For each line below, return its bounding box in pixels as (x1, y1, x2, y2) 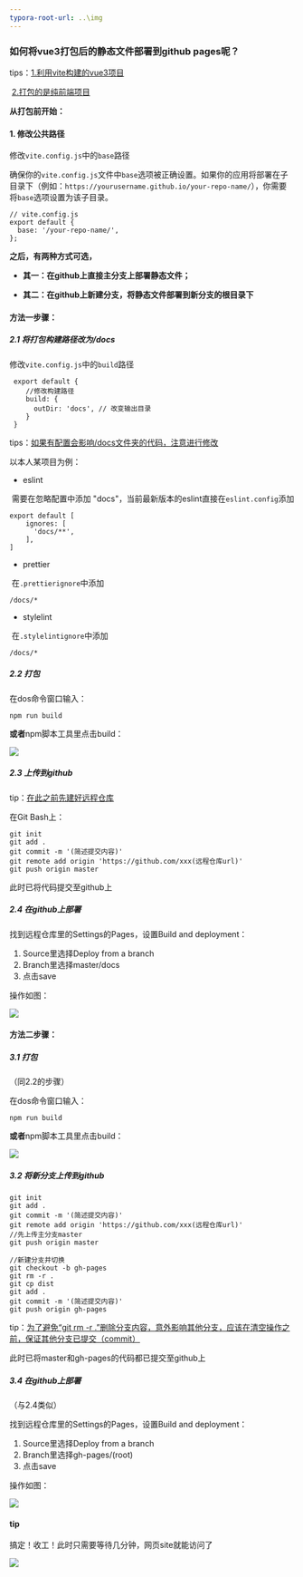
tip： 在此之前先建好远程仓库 (9, 792, 115, 803)
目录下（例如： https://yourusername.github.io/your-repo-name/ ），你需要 (9, 180, 288, 191)
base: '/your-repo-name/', (17, 226, 119, 236)
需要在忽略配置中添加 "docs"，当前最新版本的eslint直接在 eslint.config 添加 (11, 493, 295, 504)
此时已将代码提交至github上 (9, 881, 113, 893)
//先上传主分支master (9, 1230, 83, 1240)
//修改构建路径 (25, 386, 75, 395)
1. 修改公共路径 (9, 128, 65, 139)
